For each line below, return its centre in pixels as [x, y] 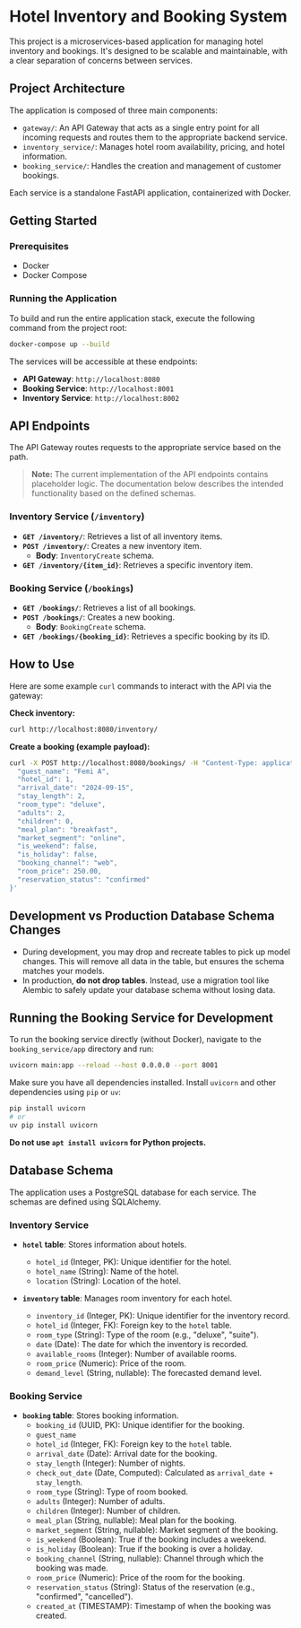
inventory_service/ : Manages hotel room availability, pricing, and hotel [153, 146]
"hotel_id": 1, [46, 779]
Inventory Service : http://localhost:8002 [101, 397]
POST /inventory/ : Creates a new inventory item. [112, 545]
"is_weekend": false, [58, 846]
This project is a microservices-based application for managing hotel [137, 41]
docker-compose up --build [60, 344]
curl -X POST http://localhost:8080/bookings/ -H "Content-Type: [133, 763]
